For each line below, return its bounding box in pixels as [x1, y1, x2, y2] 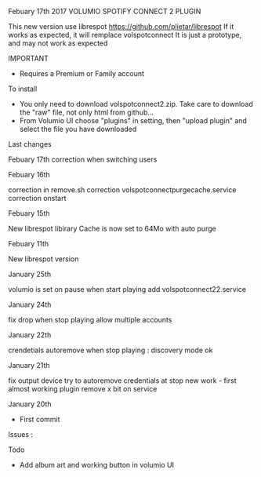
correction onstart [8, 194, 67, 202]
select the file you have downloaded [19, 125, 137, 133]
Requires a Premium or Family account [19, 69, 145, 78]
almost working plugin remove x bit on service [8, 384, 158, 393]
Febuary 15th [8, 209, 50, 218]
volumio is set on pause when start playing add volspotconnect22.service [8, 285, 247, 293]
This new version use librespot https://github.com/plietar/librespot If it [8, 22, 234, 31]
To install [8, 84, 38, 93]
